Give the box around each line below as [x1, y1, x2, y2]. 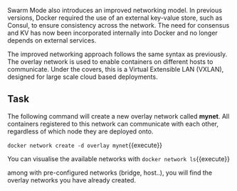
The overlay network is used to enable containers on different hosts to [7, 58, 214, 66]
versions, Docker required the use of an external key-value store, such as [7, 13, 223, 22]
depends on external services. [7, 36, 97, 45]
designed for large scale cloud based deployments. [7, 72, 158, 81]
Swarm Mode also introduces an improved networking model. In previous [7, 6, 223, 14]
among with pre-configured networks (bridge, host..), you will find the [7, 168, 212, 177]
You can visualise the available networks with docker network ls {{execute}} [7, 154, 230, 163]
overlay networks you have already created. [7, 175, 137, 184]
